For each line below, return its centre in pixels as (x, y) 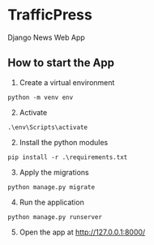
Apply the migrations (54, 172)
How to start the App (61, 63)
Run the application (51, 202)
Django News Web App (47, 37)
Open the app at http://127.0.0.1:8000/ (82, 232)
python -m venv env (41, 97)
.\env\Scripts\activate (48, 127)
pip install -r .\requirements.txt (68, 157)
